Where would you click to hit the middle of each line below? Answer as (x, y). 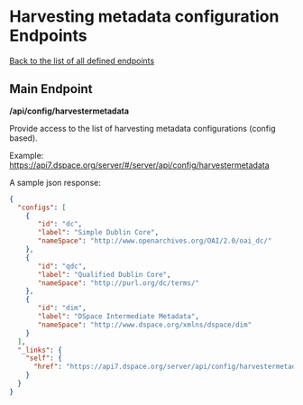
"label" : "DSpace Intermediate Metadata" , (119, 317)
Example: (27, 155)
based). (23, 138)
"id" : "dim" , (62, 308)
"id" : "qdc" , (62, 266)
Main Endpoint (51, 89)
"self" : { (44, 358)
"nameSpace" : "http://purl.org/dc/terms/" (119, 283)
